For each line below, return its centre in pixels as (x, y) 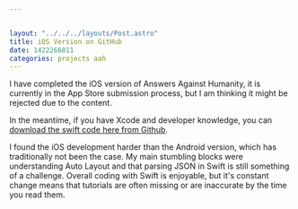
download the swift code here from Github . (89, 130)
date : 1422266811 (42, 50)
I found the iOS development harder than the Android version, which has (143, 147)
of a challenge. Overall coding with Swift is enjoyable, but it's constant (139, 176)
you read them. (37, 195)
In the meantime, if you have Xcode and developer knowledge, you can (141, 120)
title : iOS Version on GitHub (66, 41)
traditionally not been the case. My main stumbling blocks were (127, 157)
